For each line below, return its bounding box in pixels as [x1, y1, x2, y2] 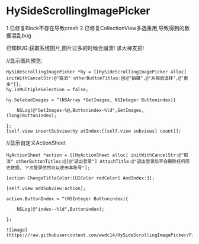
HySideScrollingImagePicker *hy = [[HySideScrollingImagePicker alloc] [6, 69, 187, 75]
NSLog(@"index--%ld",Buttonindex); [17, 206, 105, 212]
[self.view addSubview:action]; [6, 185, 86, 191]
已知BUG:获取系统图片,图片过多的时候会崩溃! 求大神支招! [6, 44, 145, 52]
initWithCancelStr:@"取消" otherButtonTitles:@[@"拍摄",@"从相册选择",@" [6, 75, 184, 81]
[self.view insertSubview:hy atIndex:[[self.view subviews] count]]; [6, 128, 182, 134]
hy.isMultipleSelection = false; [6, 86, 89, 92]
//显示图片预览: [6, 57, 43, 64]
